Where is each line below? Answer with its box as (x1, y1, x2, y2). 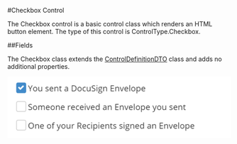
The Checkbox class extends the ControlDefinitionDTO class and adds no (7, 55, 222, 63)
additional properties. (7, 62, 70, 70)
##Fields (7, 41, 33, 49)
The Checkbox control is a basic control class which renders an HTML (7, 20, 213, 28)
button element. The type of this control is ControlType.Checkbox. (7, 28, 201, 35)
